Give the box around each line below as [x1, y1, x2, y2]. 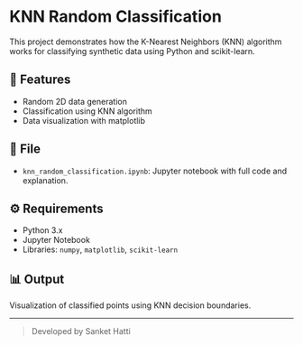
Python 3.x [22, 225, 63, 236]
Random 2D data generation [22, 96, 128, 107]
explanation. [22, 174, 69, 186]
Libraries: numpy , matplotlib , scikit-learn [22, 244, 179, 255]
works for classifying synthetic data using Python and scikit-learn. [9, 45, 255, 56]
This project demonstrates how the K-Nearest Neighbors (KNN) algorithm [9, 36, 282, 47]
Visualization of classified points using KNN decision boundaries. [9, 300, 252, 311]
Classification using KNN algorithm [22, 106, 153, 117]
